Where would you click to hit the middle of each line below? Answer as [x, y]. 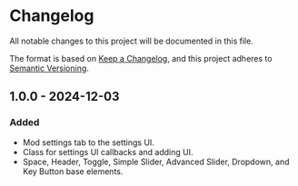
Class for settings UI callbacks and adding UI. [108, 152]
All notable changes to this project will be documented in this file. [132, 41]
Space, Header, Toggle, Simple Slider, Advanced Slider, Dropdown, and [156, 162]
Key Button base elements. [73, 171]
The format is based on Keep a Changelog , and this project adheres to [141, 58]
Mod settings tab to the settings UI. [88, 142]
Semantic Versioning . [49, 68]
